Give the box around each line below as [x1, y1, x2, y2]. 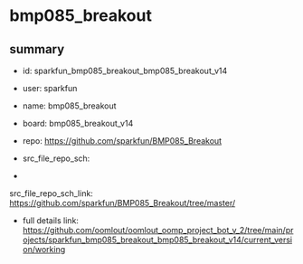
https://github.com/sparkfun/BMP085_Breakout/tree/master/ [9, 198, 236, 208]
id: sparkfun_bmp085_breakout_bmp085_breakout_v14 [22, 65, 228, 76]
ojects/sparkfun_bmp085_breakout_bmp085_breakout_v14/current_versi [22, 234, 292, 245]
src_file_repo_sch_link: [9, 188, 93, 199]
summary [9, 42, 65, 57]
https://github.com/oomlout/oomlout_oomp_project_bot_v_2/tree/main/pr [22, 225, 294, 235]
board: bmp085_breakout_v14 [22, 118, 134, 128]
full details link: [22, 215, 80, 226]
